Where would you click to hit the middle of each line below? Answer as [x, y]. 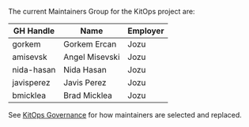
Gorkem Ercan [90, 44]
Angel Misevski [91, 57]
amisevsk [30, 57]
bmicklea [29, 95]
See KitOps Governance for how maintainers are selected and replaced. [125, 115]
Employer [146, 31]
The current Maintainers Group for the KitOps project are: [102, 11]
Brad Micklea [87, 95]
